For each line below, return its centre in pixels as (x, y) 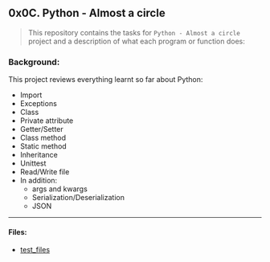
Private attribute (47, 121)
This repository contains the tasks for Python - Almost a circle (134, 32)
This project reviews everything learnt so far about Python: (106, 80)
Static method (43, 146)
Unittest (33, 163)
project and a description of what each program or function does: (136, 41)
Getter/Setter (42, 129)
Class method (43, 138)
